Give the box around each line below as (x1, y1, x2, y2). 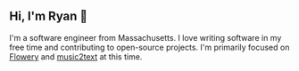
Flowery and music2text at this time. (9, 51, 143, 62)
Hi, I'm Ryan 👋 (9, 9, 88, 24)
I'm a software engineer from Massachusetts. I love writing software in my (9, 32, 282, 43)
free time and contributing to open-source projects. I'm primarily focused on (9, 42, 290, 52)
